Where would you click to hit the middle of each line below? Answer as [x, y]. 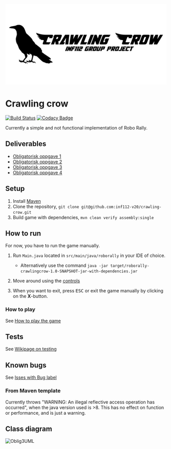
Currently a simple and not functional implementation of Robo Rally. [76, 127]
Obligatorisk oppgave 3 [37, 167]
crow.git [22, 212]
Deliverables [26, 144]
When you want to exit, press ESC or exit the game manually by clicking [88, 291]
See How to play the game [33, 320]
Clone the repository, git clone [46, 206]
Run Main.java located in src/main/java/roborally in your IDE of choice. [89, 255]
